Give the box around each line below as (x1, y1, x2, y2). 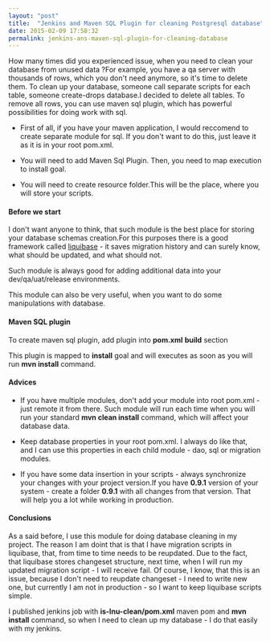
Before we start (8, 207, 62, 216)
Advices (8, 377, 37, 387)
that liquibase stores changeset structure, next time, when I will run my (8, 557, 243, 567)
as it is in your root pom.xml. (19, 140, 114, 150)
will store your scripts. (19, 188, 94, 198)
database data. (19, 421, 70, 430)
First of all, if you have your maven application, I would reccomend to (19, 123, 249, 133)
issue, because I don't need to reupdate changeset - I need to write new (8, 574, 247, 584)
